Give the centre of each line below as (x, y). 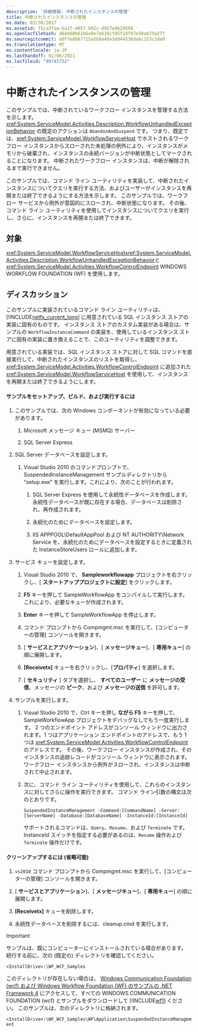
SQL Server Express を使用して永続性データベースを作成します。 (111, 495)
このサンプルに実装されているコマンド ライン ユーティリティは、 (85, 310)
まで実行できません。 (37, 168)
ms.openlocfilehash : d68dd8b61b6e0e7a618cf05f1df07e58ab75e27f (86, 34)
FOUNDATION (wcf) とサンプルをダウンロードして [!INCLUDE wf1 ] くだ (92, 1001)
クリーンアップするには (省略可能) (48, 857)
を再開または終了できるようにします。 (53, 382)
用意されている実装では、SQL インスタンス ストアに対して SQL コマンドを (97, 352)
